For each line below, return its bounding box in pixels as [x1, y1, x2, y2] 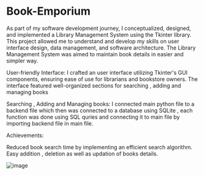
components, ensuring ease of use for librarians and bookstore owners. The [6, 75, 199, 83]
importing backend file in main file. [6, 119, 93, 127]
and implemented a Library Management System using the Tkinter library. [6, 31, 192, 38]
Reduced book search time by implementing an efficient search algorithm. [6, 143, 192, 151]
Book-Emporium [6, 4, 91, 18]
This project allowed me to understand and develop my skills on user [6, 37, 180, 45]
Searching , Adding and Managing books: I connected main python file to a [6, 100, 195, 108]
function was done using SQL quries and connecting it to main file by [6, 113, 180, 121]
